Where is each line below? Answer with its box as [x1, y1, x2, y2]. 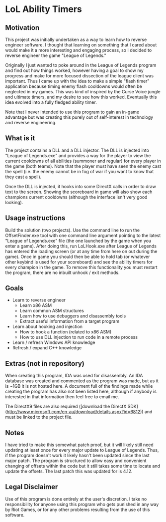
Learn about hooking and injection [12, 323, 83, 330]
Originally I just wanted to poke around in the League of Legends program [5, 62, 157, 68]
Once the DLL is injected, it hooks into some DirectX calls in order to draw [5, 183, 157, 189]
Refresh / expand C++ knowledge [12, 345, 82, 351]
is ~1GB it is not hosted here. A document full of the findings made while [5, 383, 153, 389]
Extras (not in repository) [5, 359, 84, 368]
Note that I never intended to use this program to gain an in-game [5, 109, 140, 115]
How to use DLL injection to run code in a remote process [19, 334, 138, 340]
